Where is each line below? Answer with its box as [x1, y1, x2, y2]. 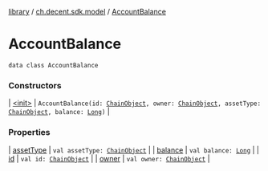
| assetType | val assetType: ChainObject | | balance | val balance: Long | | [8, 145, 259, 155]
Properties [8, 127, 51, 138]
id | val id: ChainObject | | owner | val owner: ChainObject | [8, 153, 210, 163]
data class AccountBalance [8, 61, 99, 69]
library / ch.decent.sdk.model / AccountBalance [8, 7, 167, 16]
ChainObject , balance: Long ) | [8, 107, 110, 116]
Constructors [8, 79, 62, 91]
